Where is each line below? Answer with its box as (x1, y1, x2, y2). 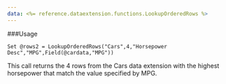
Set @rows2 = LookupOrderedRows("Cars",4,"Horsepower (7, 43, 168, 50)
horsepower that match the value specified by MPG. (7, 69, 157, 77)
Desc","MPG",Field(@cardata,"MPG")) (7, 49, 114, 56)
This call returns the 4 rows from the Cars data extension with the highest (7, 61, 220, 70)
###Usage (7, 29, 38, 38)
